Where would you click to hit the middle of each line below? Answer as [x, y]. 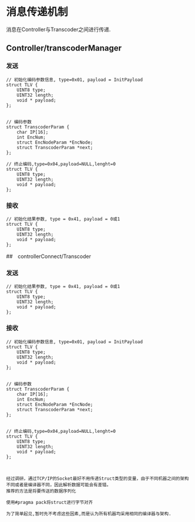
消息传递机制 [37, 12]
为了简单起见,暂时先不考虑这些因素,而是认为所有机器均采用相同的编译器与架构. [89, 514]
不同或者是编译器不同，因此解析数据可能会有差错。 [59, 484]
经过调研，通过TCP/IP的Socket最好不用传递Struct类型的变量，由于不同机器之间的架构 [97, 479]
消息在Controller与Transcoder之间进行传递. [58, 29]
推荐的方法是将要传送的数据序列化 [41, 491]
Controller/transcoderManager [64, 48]
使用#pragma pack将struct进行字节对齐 [49, 502]
